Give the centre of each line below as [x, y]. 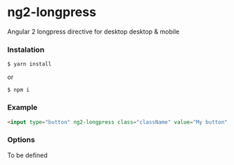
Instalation [26, 50]
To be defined [27, 155]
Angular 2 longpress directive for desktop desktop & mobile [93, 31]
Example [22, 108]
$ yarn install [30, 64]
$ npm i [19, 90]
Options [21, 140]
